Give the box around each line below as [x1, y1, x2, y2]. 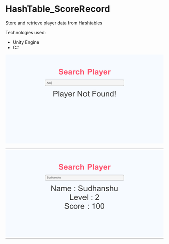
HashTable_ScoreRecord [5, 3, 110, 15]
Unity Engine [12, 39, 39, 45]
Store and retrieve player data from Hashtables [5, 20, 102, 26]
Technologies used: [5, 29, 46, 35]
